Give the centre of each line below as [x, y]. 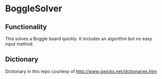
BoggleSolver [34, 9]
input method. [19, 44]
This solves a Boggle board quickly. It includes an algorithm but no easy [79, 39]
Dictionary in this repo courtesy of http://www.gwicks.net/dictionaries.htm [81, 71]
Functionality [26, 27]
